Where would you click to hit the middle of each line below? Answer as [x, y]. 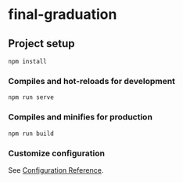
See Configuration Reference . [56, 170]
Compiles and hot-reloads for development [92, 81]
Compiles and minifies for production [80, 117]
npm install [27, 61]
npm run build [31, 134]
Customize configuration [57, 153]
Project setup [42, 44]
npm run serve [31, 97]
